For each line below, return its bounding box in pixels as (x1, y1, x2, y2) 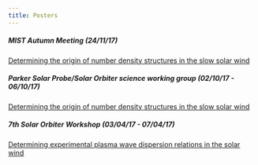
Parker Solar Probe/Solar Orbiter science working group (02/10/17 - (8, 74, 235, 83)
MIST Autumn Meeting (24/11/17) (8, 36, 118, 46)
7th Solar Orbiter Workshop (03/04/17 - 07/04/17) (8, 119, 175, 130)
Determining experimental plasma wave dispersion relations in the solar (8, 139, 241, 149)
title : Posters (8, 11, 58, 20)
